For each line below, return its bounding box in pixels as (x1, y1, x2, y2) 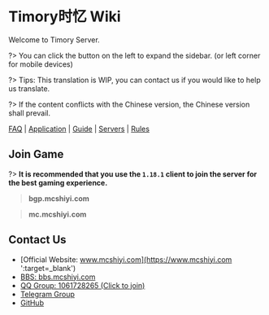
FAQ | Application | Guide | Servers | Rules (8, 124, 150, 133)
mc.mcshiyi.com (28, 209, 87, 219)
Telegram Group (20, 289, 76, 299)
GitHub (20, 298, 45, 308)
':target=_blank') (20, 263, 76, 273)
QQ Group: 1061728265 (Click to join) (20, 280, 145, 290)
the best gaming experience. (8, 177, 108, 187)
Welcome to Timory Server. (8, 34, 100, 45)
